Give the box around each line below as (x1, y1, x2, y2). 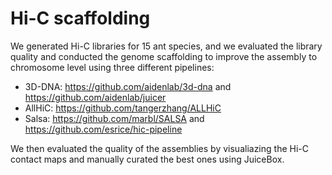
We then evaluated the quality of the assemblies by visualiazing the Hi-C (10, 142, 309, 154)
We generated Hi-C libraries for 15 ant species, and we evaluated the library (10, 40, 323, 52)
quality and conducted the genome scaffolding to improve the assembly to (10, 50, 318, 62)
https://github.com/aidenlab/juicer (24, 91, 167, 103)
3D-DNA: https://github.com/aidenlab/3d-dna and (24, 80, 232, 92)
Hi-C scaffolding (10, 7, 151, 30)
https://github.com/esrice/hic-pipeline (24, 123, 183, 135)
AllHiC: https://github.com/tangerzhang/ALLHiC (24, 102, 222, 114)
